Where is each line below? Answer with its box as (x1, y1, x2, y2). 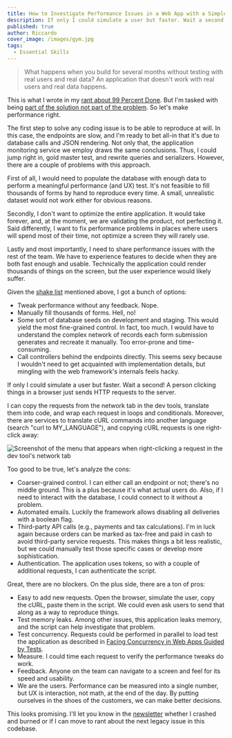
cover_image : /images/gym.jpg (7, 36, 95, 43)
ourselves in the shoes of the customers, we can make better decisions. (17, 696, 222, 704)
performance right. (7, 110, 61, 118)
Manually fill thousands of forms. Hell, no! (17, 308, 136, 317)
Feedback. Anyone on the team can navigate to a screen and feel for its (17, 667, 221, 675)
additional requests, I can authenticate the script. (17, 566, 157, 575)
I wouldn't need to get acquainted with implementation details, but (17, 360, 206, 368)
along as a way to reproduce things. (17, 608, 119, 616)
